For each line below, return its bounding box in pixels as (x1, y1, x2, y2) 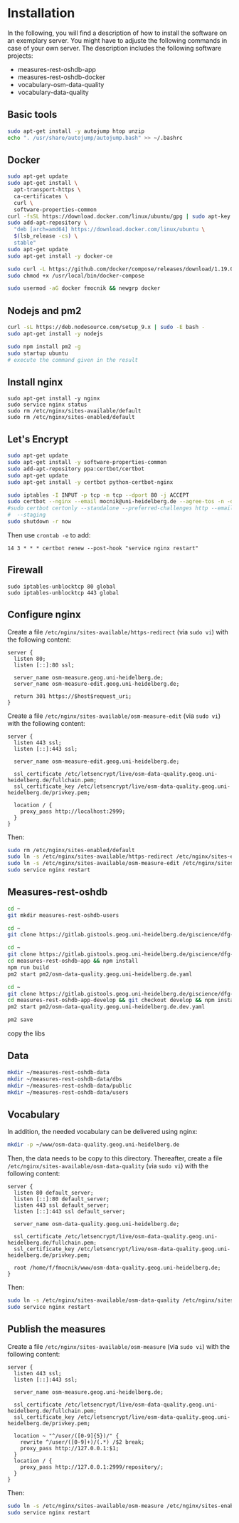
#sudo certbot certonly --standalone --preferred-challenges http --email (7, 505, 234, 512)
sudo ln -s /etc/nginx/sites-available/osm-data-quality (7, 1297, 180, 1304)
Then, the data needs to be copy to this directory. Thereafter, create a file (7, 1154, 223, 1163)
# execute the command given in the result (7, 356, 139, 363)
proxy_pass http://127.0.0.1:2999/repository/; (20, 1463, 164, 1471)
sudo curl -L (7, 265, 46, 273)
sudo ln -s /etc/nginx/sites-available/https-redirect (7, 853, 174, 861)
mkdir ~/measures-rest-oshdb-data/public (7, 1082, 132, 1089)
